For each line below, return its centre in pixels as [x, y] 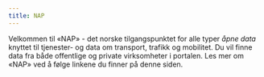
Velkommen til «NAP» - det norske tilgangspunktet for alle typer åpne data [132, 38]
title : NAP [27, 16]
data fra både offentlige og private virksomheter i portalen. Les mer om [126, 55]
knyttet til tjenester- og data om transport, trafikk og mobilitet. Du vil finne [130, 47]
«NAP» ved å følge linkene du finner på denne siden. [96, 64]
